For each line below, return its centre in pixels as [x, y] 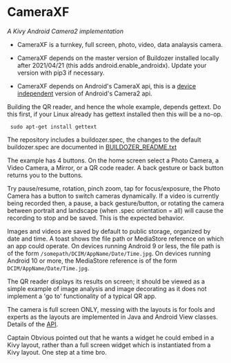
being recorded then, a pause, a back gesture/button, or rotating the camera [115, 203]
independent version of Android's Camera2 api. [85, 93]
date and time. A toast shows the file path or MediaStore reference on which [115, 239]
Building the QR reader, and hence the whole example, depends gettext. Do [114, 106]
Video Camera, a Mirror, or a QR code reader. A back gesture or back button [115, 167]
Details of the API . [33, 324]
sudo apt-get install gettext [53, 127]
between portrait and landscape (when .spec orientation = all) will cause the [115, 210]
